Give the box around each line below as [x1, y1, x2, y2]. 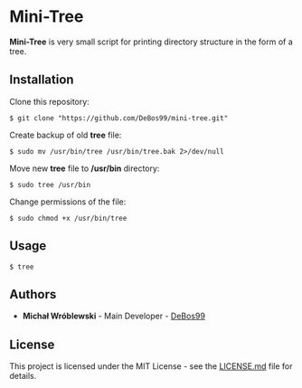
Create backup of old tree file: [9, 129, 122, 140]
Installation [9, 72, 74, 88]
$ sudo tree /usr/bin [9, 180, 91, 189]
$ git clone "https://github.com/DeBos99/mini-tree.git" [9, 113, 229, 123]
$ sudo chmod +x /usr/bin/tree [9, 213, 127, 222]
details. [9, 371, 37, 382]
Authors [9, 287, 57, 302]
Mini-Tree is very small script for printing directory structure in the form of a [9, 36, 294, 47]
